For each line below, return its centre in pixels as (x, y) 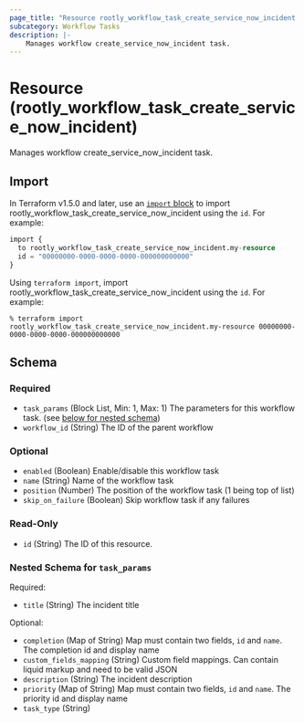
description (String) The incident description (107, 679)
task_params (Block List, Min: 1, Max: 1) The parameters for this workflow (158, 408)
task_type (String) (57, 708)
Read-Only (34, 524)
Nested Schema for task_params (81, 567)
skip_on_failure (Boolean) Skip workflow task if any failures (136, 500)
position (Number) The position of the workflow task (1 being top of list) (158, 490)
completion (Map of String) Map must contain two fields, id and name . (152, 641)
